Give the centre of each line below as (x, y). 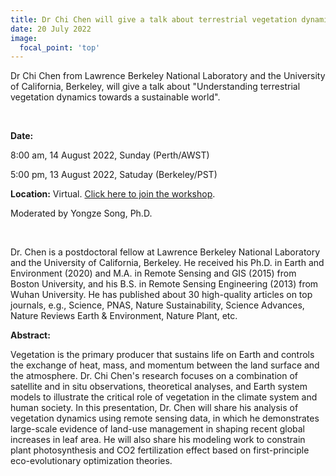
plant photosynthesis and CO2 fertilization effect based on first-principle (160, 450)
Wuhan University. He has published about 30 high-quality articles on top (161, 295)
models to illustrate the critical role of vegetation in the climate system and (164, 397)
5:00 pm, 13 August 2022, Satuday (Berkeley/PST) (114, 175)
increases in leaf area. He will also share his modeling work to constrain (158, 440)
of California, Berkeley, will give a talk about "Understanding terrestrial (155, 87)
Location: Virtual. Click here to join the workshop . (113, 194)
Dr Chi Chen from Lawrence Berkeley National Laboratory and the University (168, 76)
